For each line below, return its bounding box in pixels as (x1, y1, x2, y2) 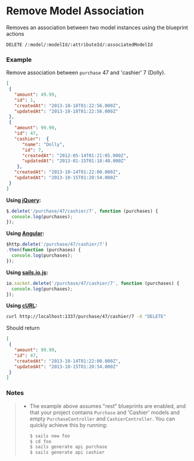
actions (6, 30, 24, 37)
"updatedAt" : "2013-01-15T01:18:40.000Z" (21, 158, 127, 164)
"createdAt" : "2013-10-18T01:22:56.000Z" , (14, 102, 121, 108)
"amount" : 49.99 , (14, 91, 58, 98)
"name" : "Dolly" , (21, 141, 65, 147)
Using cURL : (6, 302, 37, 309)
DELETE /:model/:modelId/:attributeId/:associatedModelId (6, 42, 153, 48)
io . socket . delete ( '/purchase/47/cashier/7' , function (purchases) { (6, 280, 180, 286)
